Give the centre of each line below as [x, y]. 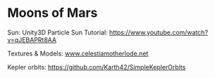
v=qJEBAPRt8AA [32, 39]
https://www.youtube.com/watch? [159, 32]
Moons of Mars [53, 13]
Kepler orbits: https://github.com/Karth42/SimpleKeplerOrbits [97, 67]
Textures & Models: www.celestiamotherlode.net [78, 53]
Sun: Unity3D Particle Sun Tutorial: [57, 32]
